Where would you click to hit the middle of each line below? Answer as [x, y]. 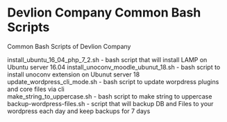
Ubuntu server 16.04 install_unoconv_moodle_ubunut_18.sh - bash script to [114, 67]
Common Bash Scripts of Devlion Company [69, 46]
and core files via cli [36, 89]
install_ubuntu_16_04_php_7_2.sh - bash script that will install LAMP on [107, 59]
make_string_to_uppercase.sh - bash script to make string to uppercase [110, 96]
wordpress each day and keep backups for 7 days [79, 111]
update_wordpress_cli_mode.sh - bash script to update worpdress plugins [113, 81]
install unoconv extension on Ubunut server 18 [74, 74]
